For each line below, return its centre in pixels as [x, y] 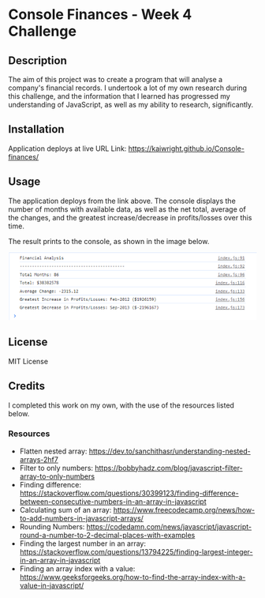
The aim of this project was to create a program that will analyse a [116, 79]
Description [37, 60]
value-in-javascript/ [52, 585]
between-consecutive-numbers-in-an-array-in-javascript [113, 501]
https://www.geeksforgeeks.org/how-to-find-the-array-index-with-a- [132, 577]
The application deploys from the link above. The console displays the [122, 201]
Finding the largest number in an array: [82, 543]
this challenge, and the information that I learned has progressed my [119, 96]
